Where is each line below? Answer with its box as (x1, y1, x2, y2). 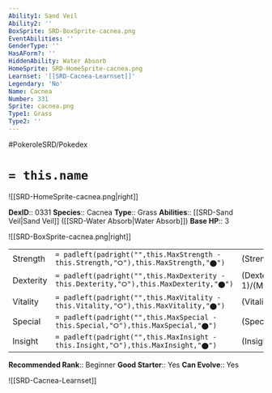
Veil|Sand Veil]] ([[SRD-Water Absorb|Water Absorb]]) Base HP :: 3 (8, 216, 229, 225)
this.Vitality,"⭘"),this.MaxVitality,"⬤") (55, 301, 226, 310)
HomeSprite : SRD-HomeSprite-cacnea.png (8, 65, 143, 73)
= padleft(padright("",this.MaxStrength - (55, 250, 221, 259)
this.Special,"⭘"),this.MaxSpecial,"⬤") (55, 321, 217, 330)
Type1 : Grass (8, 110, 53, 118)
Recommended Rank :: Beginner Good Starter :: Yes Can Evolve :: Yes (8, 360, 239, 370)
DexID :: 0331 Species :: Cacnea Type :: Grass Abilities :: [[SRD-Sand (8, 207, 233, 217)
